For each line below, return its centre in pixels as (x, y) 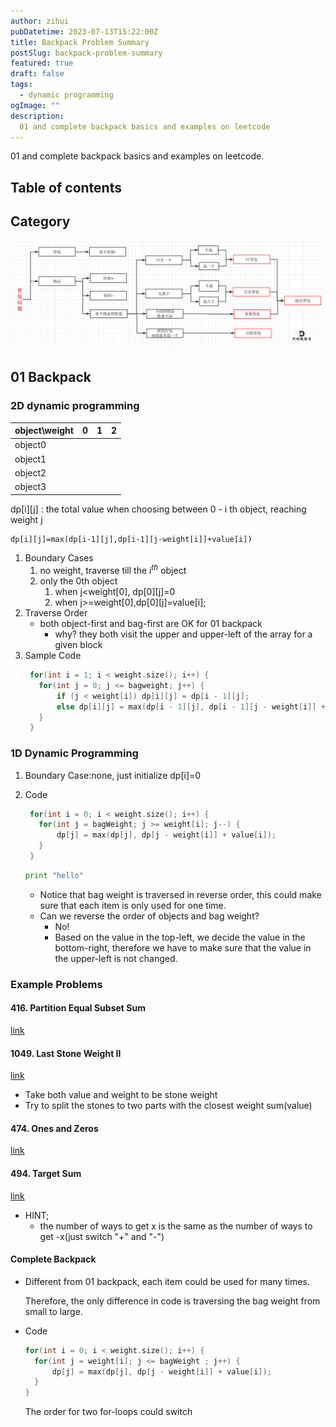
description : (37, 116)
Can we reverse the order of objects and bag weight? (149, 916)
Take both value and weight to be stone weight (121, 1095)
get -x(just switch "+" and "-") (102, 1236)
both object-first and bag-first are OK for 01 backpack (151, 624)
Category (40, 221)
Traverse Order (56, 613)
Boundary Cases (59, 558)
